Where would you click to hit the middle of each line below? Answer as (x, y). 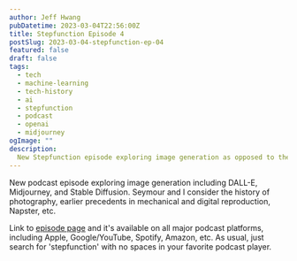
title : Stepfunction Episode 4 (67, 34)
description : (33, 149)
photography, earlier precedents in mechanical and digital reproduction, (140, 201)
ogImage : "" (31, 141)
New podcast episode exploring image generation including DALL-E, (133, 182)
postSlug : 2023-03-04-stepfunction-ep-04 (87, 42)
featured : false (39, 50)
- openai (33, 125)
